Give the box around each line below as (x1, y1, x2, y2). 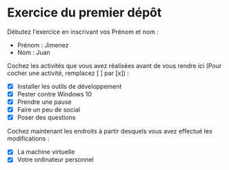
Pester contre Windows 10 (17, 90, 92, 98)
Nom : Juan (17, 48, 50, 56)
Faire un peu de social (17, 105, 81, 114)
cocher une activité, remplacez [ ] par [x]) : (7, 69, 130, 77)
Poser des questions (17, 114, 76, 122)
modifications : (7, 134, 50, 142)
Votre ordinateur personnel (17, 156, 94, 164)
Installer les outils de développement (17, 82, 122, 90)
